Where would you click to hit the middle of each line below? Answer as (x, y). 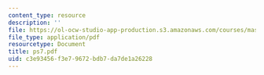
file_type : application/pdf (54, 37)
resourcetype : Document (47, 45)
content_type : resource (47, 15)
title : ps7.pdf (33, 52)
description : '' (35, 23)
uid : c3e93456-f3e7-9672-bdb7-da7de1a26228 (81, 59)
